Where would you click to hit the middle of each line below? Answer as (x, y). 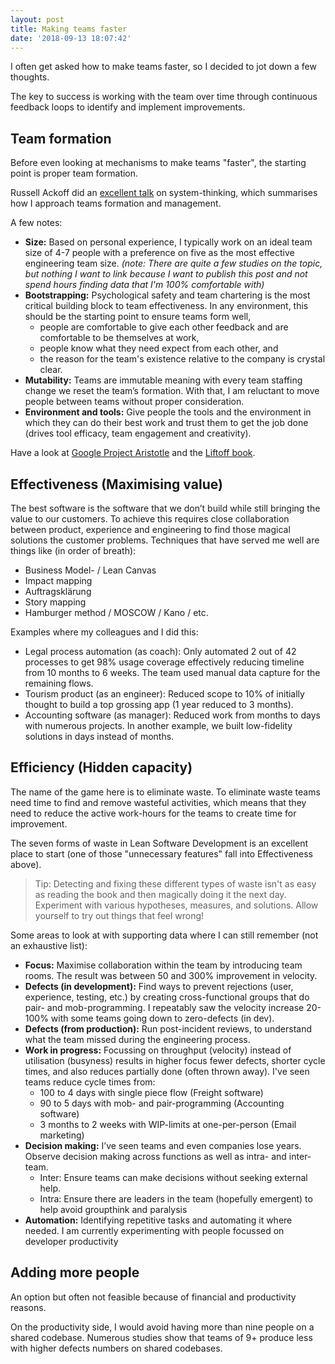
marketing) (62, 1135)
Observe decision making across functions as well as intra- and (155, 1156)
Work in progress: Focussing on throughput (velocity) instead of (158, 1050)
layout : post (37, 19)
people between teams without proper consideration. (134, 402)
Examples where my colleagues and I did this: (104, 632)
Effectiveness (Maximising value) (116, 484)
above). (26, 864)
